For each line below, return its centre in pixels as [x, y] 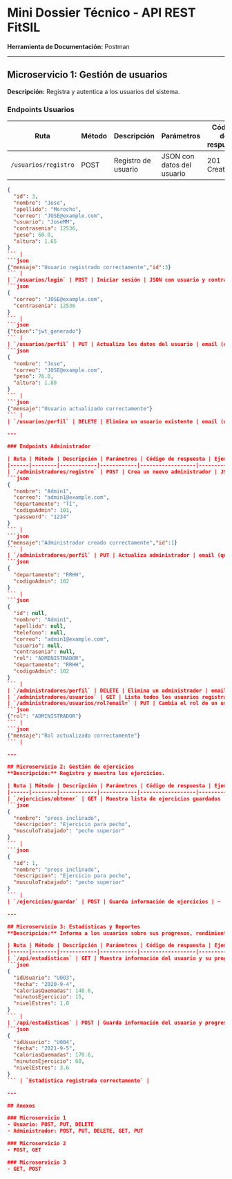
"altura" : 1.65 [35, 241]
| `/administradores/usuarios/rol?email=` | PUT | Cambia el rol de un [113, 704]
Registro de [132, 161]
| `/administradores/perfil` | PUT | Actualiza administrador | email [111, 556]
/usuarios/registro [42, 165]
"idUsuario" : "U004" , [45, 1042]
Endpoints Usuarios [41, 109]
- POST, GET [24, 1150]
